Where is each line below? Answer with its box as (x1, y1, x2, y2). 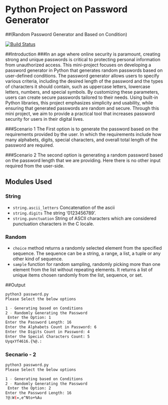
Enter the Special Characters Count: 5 (5, 334, 90, 339)
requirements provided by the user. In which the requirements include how (5, 131, 161, 137)
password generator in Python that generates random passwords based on (5, 67, 163, 73)
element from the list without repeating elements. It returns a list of (12, 266, 153, 273)
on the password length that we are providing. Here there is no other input (5, 157, 161, 164)
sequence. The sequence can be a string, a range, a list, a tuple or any (12, 250, 161, 256)
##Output (5, 282, 25, 288)
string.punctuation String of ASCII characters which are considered (12, 215, 157, 221)
